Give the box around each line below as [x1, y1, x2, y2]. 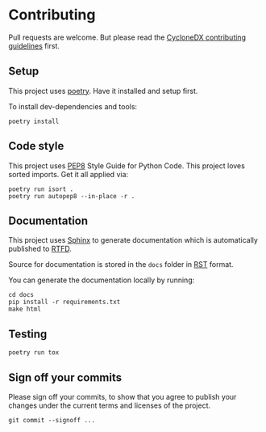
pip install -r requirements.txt [8, 298, 121, 307]
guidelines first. [8, 40, 60, 50]
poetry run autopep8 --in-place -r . [8, 192, 135, 200]
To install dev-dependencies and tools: [8, 101, 138, 111]
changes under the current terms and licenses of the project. [8, 400, 211, 410]
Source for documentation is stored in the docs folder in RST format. [8, 260, 234, 269]
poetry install [8, 117, 60, 125]
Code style [8, 139, 64, 153]
